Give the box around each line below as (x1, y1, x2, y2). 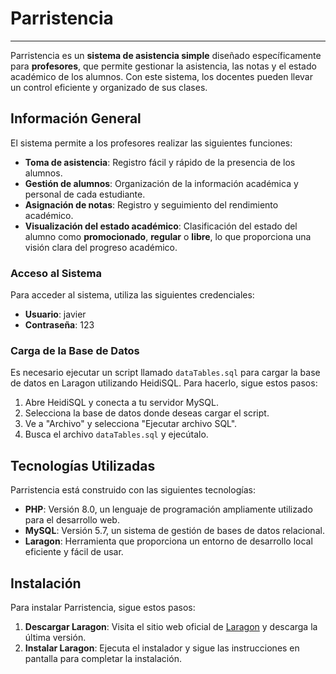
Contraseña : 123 (24, 319, 95, 331)
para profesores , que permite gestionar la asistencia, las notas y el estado (10, 60, 317, 72)
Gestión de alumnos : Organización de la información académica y (24, 177, 299, 189)
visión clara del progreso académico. (24, 241, 178, 253)
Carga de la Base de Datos (10, 343, 140, 357)
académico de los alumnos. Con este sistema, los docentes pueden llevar (10, 70, 313, 82)
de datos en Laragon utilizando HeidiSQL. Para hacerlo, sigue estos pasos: (10, 377, 318, 389)
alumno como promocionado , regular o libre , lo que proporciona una (24, 230, 312, 242)
